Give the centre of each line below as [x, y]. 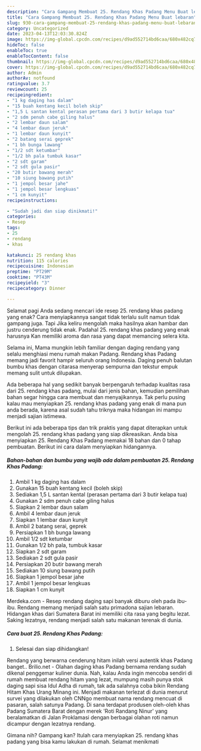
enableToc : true [27, 51]
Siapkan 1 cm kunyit [40, 589]
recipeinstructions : [33, 200]
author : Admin [24, 73]
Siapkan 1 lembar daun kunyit [52, 520]
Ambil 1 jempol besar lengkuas [53, 583]
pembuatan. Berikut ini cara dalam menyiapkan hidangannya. [82, 446]
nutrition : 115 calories [38, 261]
